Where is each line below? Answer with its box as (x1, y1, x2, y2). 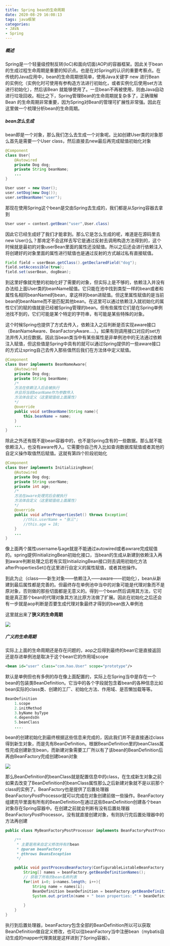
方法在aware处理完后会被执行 (14, 494, 67, 499)
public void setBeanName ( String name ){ (14, 409, 99, 414)
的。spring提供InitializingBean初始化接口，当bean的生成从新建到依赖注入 (5, 552, 158, 558)
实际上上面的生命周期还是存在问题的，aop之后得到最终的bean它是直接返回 (5, 647, 161, 654)
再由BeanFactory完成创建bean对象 (5, 753, 78, 760)
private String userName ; (14, 479, 69, 484)
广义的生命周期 (5, 633, 36, 639)
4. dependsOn (14, 715, 39, 720)
